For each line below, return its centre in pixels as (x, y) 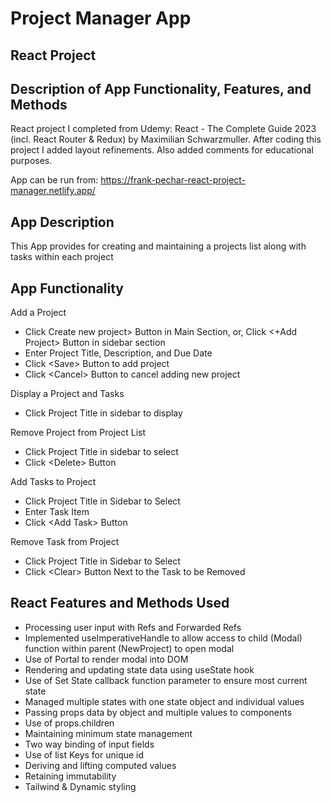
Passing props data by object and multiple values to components (158, 712)
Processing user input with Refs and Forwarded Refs (133, 627)
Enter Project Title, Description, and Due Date (118, 353)
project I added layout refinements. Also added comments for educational (162, 150)
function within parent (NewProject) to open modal (129, 648)
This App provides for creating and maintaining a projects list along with (158, 246)
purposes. (31, 161)
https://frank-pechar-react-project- (173, 180)
